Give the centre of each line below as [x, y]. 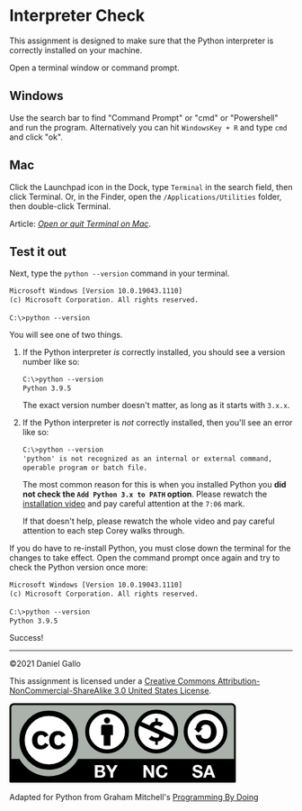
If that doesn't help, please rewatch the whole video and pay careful [149, 521]
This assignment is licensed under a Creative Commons [112, 681]
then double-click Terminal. [60, 206]
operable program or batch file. [85, 468]
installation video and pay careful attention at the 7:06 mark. [133, 504]
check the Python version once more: [79, 568]
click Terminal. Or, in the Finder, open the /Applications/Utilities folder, [146, 196]
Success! [27, 638]
